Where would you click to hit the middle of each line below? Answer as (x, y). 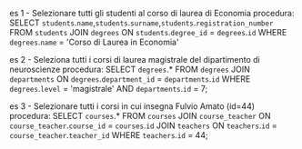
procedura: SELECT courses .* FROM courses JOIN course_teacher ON (140, 116)
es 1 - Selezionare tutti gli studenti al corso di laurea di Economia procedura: (152, 13)
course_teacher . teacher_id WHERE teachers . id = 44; (109, 135)
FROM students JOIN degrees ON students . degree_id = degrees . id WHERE (148, 32)
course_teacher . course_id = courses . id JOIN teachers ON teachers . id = (143, 125)
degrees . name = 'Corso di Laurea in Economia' (94, 42)
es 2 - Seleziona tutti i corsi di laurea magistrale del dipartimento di (135, 60)
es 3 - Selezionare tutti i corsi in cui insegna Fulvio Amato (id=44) (132, 106)
